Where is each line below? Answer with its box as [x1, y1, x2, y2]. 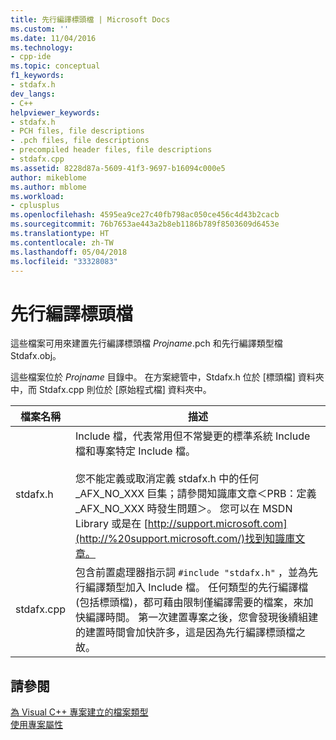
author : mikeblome [10, 172, 87, 183]
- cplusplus [10, 201, 60, 211]
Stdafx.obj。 [10, 350, 62, 362]
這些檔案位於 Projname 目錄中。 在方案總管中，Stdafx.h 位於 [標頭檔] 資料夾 [10, 371, 325, 383]
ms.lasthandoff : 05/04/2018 [10, 247, 128, 257]
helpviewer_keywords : [10, 107, 101, 118]
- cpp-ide [10, 52, 52, 62]
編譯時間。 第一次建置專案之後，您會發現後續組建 [85, 611, 319, 625]
